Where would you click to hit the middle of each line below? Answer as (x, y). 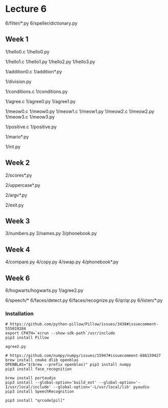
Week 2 (18, 163)
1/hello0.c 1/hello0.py (27, 51)
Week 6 (18, 278)
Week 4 (18, 249)
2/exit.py (15, 205)
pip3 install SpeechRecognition (40, 392)
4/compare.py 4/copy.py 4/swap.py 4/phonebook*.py (62, 262)
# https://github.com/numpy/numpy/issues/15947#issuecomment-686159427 (83, 356)
